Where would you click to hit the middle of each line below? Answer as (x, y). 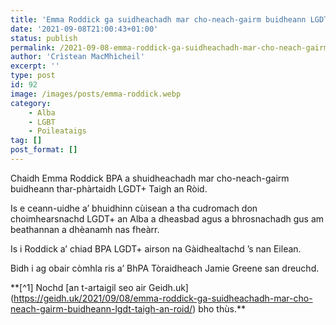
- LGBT (42, 122)
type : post (33, 76)
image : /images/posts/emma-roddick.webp (96, 94)
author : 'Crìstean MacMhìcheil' (77, 57)
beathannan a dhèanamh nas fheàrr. (85, 229)
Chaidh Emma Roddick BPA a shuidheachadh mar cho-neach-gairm (150, 178)
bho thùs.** (222, 308)
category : (31, 103)
